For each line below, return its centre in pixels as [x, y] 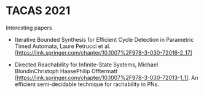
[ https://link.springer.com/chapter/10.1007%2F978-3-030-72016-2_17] [104, 52]
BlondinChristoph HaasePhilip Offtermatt [66, 71]
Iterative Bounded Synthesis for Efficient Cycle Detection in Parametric [104, 39]
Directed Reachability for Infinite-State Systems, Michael [86, 65]
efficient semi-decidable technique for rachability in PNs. [87, 84]
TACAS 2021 [38, 11]
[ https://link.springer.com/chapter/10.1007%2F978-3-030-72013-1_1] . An [106, 77]
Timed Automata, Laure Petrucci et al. [63, 46]
